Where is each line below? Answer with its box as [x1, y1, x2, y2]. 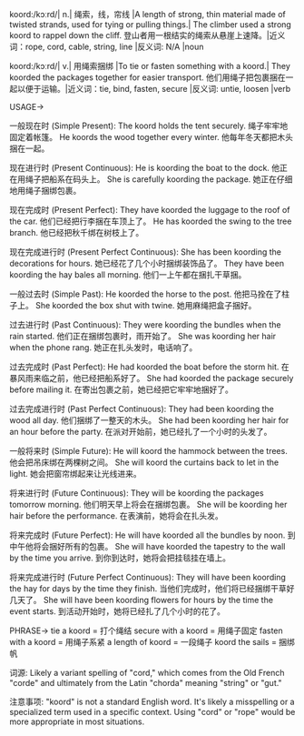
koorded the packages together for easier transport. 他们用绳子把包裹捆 [9, 72, 279, 83]
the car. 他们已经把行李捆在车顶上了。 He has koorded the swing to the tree [9, 216, 292, 227]
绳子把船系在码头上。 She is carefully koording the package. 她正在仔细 [25, 174, 293, 185]
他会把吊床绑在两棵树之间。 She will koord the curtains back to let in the [9, 457, 279, 468]
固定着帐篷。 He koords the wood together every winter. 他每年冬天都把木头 [9, 132, 293, 142]
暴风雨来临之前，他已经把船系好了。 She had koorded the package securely [9, 373, 294, 383]
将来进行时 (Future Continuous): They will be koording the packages [9, 488, 265, 499]
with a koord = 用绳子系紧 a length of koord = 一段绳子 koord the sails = [9, 637, 277, 647]
